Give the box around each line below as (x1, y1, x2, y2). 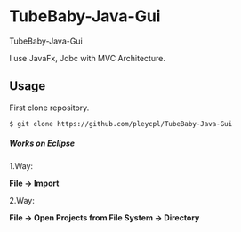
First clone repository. (9, 102, 90, 113)
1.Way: (9, 160, 34, 171)
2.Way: (9, 195, 36, 205)
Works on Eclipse (9, 138, 76, 148)
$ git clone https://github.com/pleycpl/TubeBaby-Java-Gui (9, 119, 233, 128)
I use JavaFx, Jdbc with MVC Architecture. (9, 52, 166, 63)
